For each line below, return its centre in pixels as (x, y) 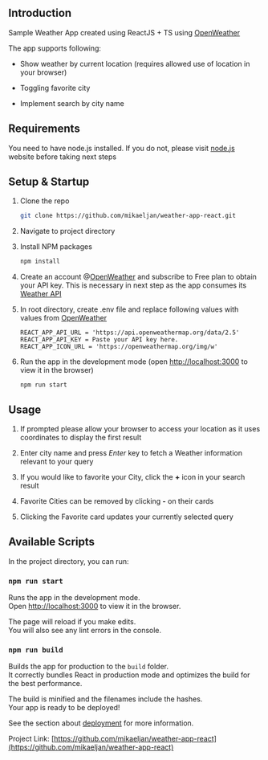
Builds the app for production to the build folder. (89, 667)
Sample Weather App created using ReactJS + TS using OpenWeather (124, 32)
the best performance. (45, 684)
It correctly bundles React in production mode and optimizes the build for (129, 675)
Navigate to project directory (67, 231)
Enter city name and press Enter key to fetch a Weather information (131, 453)
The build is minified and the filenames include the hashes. (106, 699)
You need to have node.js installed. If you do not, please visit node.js (122, 148)
